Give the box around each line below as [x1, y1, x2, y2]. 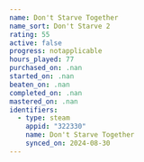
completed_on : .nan [9, 88, 83, 97]
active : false [9, 38, 63, 48]
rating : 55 [9, 30, 50, 39]
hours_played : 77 [9, 55, 75, 64]
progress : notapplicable [9, 47, 103, 56]
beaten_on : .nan [9, 80, 70, 89]
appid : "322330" [25, 122, 87, 131]
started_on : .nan [9, 72, 75, 81]
